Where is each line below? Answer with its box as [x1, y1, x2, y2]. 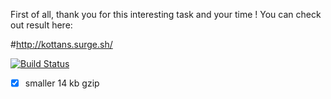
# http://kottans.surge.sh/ [10, 39, 113, 50]
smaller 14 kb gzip [24, 77, 100, 89]
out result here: [10, 19, 73, 31]
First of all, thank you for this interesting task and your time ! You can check [10, 9, 322, 20]
